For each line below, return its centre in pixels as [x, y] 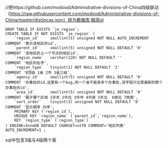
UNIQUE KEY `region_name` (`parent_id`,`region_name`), [74, 116]
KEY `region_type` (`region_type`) [51, 120]
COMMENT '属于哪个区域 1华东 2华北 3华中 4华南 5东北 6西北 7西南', [72, 97]
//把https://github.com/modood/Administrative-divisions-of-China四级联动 [82, 7]
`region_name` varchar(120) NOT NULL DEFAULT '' [68, 58]
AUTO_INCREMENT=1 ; [26, 130]
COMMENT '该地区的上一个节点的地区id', [42, 53]
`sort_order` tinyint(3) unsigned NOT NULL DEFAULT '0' [77, 102]
